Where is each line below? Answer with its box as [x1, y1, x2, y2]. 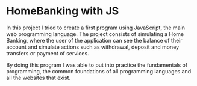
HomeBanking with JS [6, 4, 119, 18]
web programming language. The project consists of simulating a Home [6, 30, 184, 37]
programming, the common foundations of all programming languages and [6, 67, 192, 75]
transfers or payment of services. [6, 49, 89, 57]
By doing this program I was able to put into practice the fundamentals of [6, 61, 188, 69]
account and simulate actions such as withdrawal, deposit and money [6, 43, 180, 51]
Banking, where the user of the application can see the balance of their [6, 37, 183, 44]
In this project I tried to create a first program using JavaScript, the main [6, 24, 186, 31]
